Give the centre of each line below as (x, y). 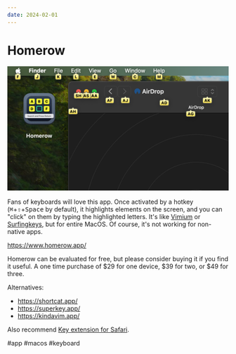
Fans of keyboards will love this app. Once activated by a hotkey (100, 202)
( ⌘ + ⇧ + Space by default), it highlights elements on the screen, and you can (115, 209)
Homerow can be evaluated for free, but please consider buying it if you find (118, 259)
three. (16, 274)
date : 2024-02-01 (33, 15)
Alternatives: (26, 287)
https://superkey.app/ (49, 308)
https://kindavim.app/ (48, 316)
